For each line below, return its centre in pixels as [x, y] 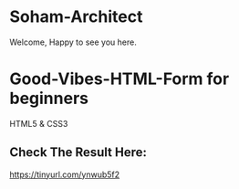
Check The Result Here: [78, 152]
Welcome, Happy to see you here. [73, 42]
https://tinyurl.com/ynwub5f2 [65, 174]
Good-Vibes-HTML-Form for [119, 79]
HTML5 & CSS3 [39, 123]
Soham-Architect [76, 17]
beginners [49, 99]
